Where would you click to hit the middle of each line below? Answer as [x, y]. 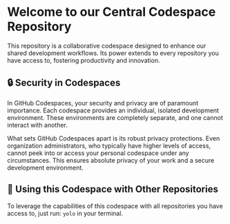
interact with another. [37, 125]
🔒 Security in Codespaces [64, 83]
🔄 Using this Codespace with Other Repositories [113, 189]
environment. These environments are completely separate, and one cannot [115, 117]
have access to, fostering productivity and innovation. [84, 60]
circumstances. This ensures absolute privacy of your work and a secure [111, 160]
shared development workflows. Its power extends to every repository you [113, 53]
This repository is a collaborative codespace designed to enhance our [107, 45]
